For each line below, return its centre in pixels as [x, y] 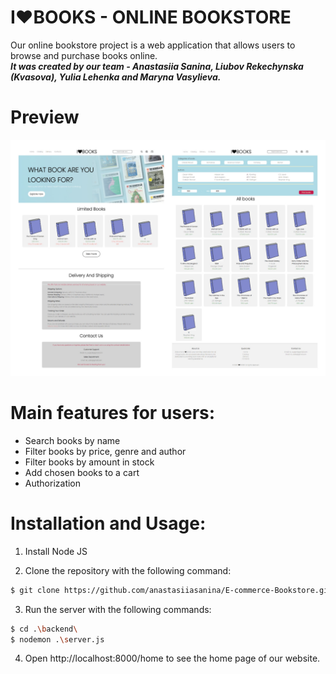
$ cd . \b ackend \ [44, 629]
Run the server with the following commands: [118, 609]
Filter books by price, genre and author [105, 451]
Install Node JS [56, 551]
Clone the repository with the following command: [128, 570]
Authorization [53, 483]
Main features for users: [113, 413]
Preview [45, 117]
